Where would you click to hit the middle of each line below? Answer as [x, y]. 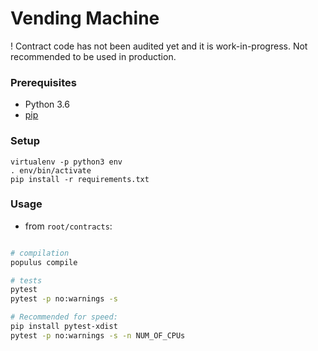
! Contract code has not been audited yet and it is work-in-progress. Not [159, 46]
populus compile [44, 262]
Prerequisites [43, 82]
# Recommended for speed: [64, 317]
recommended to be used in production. [93, 56]
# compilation [40, 253]
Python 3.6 [47, 104]
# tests [26, 280]
